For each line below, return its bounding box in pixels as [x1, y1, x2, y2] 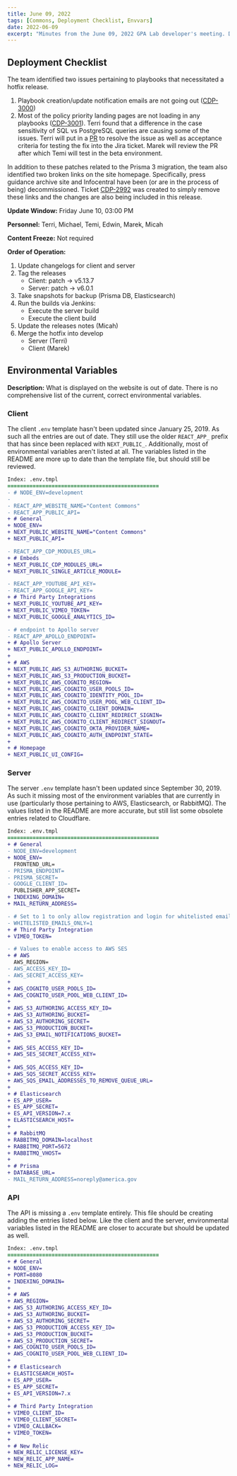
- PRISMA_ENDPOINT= [7, 867, 65, 874]
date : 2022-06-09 [7, 23, 59, 30]
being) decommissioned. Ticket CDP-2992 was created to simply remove [7, 185, 221, 194]
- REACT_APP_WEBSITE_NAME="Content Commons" [7, 502, 140, 510]
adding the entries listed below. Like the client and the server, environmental [7, 1216, 229, 1225]
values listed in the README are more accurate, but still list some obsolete [7, 806, 224, 815]
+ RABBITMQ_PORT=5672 [7, 1143, 71, 1150]
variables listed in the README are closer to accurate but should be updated [7, 1224, 229, 1232]
